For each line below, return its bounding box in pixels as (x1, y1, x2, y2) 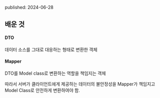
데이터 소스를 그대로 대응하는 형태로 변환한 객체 (5, 46, 98, 53)
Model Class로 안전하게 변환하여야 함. (5, 87, 80, 93)
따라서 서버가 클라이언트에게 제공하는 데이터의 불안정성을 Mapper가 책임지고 (5, 81, 155, 87)
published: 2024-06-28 (5, 5, 54, 10)
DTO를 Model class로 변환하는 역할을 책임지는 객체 (5, 70, 106, 76)
